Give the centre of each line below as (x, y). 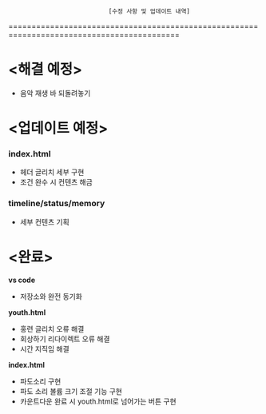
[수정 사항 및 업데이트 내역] (149, 11)
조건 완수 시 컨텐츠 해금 (56, 182)
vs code (22, 280)
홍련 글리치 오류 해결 (52, 328)
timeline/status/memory (57, 204)
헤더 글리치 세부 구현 (52, 172)
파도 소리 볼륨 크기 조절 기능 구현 (71, 391)
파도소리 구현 (40, 381)
